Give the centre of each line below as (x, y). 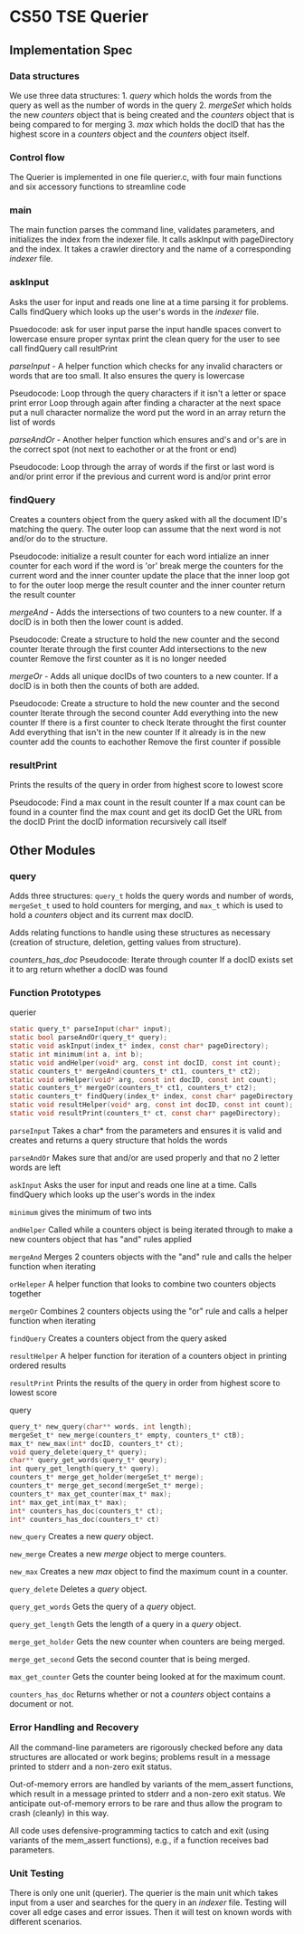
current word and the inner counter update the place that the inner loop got (150, 576)
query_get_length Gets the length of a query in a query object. (125, 1624)
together (25, 1293)
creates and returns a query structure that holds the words (119, 1140)
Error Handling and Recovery (74, 1728)
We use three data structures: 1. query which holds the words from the (141, 95)
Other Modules (52, 850)
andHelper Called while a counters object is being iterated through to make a (151, 1230)
